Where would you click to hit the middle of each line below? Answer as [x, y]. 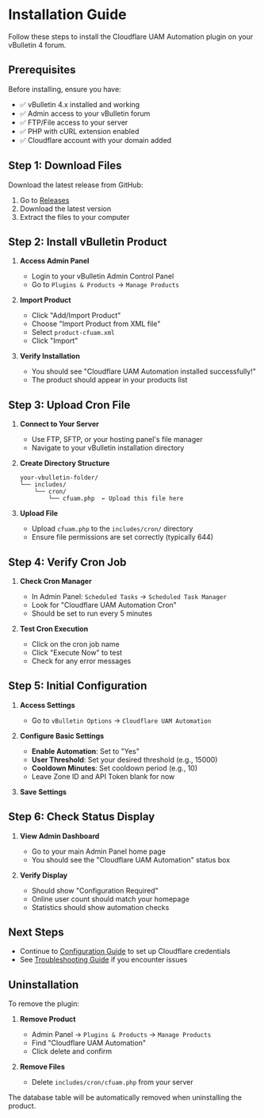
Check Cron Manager [56, 581]
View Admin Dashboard [59, 836]
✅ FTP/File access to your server [74, 122]
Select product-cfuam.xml [73, 332]
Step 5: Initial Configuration [78, 686]
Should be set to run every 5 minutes [92, 613]
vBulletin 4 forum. [37, 44]
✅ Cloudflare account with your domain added [96, 140]
